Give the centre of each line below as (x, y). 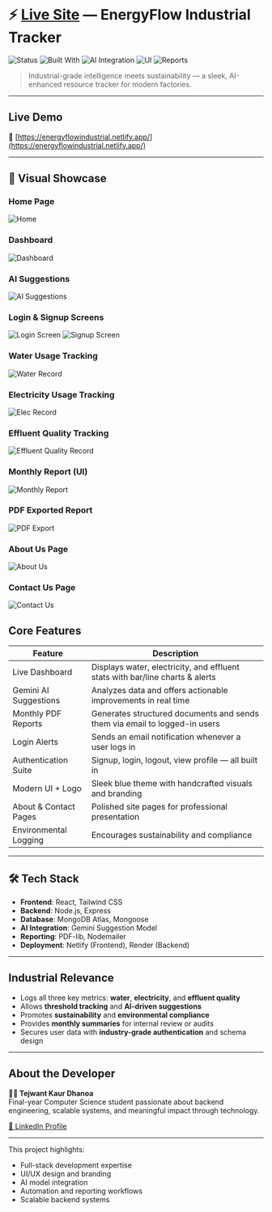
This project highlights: (47, 1149)
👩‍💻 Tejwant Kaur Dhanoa (51, 1093)
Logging (28, 840)
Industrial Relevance (62, 978)
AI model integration (54, 1182)
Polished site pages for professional (159, 807)
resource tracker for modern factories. (127, 84)
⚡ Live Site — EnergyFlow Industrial (130, 15)
